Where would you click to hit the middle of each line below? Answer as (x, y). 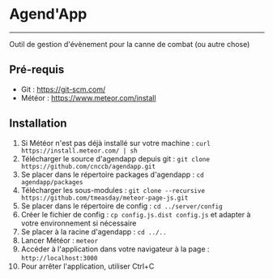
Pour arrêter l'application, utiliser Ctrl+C (87, 266)
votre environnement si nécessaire (79, 223)
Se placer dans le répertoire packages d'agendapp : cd (113, 174)
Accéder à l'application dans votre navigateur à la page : (115, 249)
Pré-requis (37, 70)
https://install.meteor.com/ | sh (79, 151)
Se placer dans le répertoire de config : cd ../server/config (122, 206)
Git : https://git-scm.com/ (63, 89)
